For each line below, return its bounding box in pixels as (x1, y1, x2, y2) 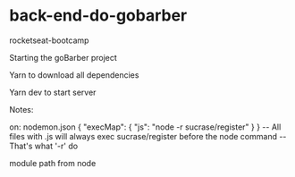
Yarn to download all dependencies (9, 69, 139, 80)
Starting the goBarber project (9, 52, 118, 63)
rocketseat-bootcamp (9, 35, 89, 46)
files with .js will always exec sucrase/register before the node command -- (9, 131, 287, 141)
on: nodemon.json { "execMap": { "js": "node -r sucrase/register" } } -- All (9, 122, 282, 132)
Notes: (9, 104, 34, 114)
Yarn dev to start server (9, 87, 97, 97)
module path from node (9, 157, 97, 168)
